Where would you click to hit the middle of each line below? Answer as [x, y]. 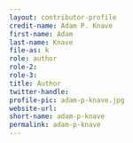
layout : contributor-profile [63, 17]
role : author [33, 59]
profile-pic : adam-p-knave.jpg [67, 100]
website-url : [33, 108]
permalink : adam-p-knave [55, 125]
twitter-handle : [39, 91]
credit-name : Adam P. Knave [61, 26]
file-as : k [29, 51]
